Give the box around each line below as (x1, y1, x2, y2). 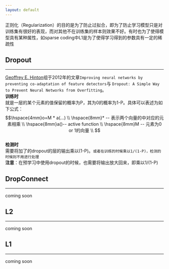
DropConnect (5, 175, 49, 183)
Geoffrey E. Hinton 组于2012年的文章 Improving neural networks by (5, 74, 143, 81)
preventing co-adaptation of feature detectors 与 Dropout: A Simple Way (5, 81, 160, 87)
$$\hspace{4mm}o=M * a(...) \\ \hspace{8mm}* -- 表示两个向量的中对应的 (5, 115, 159, 121)
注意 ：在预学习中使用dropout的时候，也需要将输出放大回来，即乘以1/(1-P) (5, 159, 158, 166)
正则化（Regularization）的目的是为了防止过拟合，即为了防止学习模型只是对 (5, 22, 163, 28)
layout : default (5, 7, 39, 13)
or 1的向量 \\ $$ (68, 127, 101, 134)
